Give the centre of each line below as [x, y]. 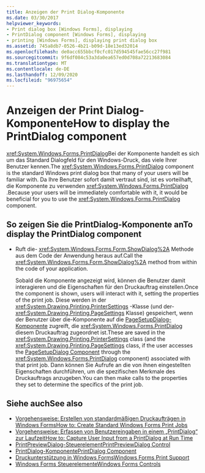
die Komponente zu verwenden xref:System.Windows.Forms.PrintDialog [97, 186]
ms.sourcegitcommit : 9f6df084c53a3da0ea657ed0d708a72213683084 [89, 58]
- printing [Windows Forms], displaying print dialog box [82, 40]
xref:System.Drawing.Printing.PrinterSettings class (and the [90, 339]
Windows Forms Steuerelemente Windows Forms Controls [88, 464]
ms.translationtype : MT [37, 63]
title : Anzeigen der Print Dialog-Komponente [65, 12]
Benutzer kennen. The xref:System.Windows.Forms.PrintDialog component [100, 166]
